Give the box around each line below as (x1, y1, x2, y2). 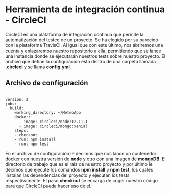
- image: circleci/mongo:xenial (18, 124, 88, 129)
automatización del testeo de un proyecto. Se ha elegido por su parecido (5, 37, 158, 43)
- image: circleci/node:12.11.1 (18, 119, 88, 124)
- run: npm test (14, 141, 50, 147)
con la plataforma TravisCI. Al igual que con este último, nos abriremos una (5, 42, 163, 48)
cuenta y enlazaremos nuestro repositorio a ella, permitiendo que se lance (5, 47, 162, 54)
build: (10, 106, 24, 111)
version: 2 (5, 96, 29, 102)
